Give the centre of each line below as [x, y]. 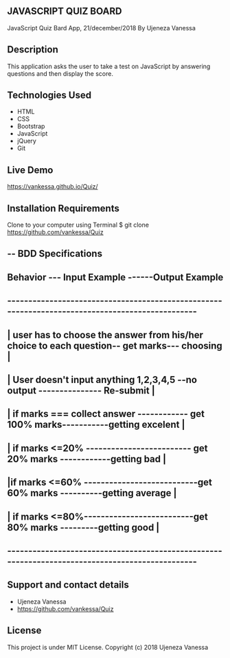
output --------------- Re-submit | [81, 391]
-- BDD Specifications [55, 254]
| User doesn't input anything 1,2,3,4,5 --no [102, 380]
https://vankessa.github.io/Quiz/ [53, 187]
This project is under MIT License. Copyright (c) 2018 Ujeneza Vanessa [108, 647]
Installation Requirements [64, 208]
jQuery [26, 141]
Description [33, 50]
